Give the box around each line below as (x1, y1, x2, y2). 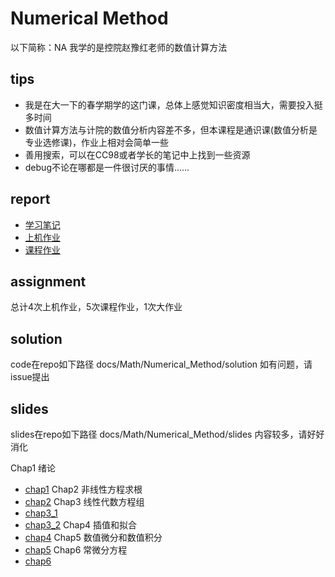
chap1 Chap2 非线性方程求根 (24, 483, 143, 495)
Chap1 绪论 (10, 462, 57, 474)
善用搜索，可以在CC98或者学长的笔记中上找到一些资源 (24, 148, 251, 161)
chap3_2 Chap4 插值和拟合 (24, 519, 137, 531)
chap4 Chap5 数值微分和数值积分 (24, 532, 163, 543)
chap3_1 (24, 507, 58, 519)
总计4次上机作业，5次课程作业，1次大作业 (10, 301, 183, 313)
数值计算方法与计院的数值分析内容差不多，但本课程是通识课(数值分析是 (24, 123, 318, 136)
